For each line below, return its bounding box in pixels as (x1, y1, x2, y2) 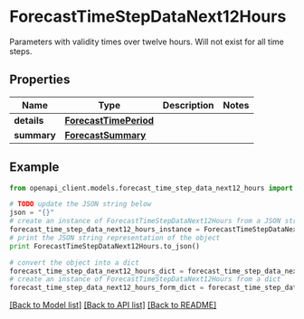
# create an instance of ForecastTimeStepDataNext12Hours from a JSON (9, 217, 281, 226)
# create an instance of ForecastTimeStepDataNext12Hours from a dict (9, 275, 281, 284)
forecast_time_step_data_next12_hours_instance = (9, 225, 201, 234)
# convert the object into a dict (9, 258, 140, 267)
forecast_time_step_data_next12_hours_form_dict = (9, 283, 204, 293)
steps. (9, 45, 33, 56)
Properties (9, 72, 71, 88)
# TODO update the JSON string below (9, 200, 152, 209)
